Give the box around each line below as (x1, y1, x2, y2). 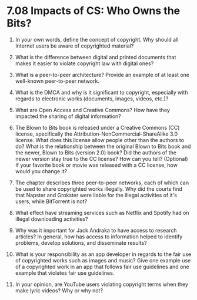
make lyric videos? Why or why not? (15, 286, 103, 294)
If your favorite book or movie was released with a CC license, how (15, 161, 178, 168)
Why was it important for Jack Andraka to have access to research (15, 227, 177, 234)
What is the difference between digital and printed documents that (15, 53, 176, 60)
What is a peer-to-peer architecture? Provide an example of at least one (15, 71, 190, 78)
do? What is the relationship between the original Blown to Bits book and (15, 143, 191, 150)
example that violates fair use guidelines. (15, 269, 115, 277)
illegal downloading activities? (15, 215, 88, 223)
